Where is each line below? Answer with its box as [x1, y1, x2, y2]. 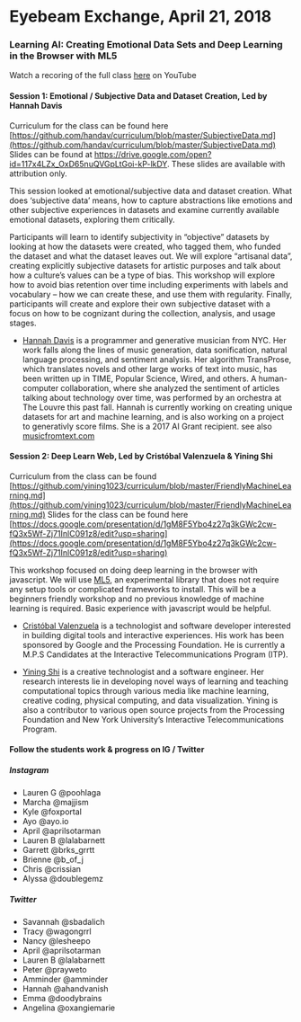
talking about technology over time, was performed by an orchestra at [22, 392, 282, 403]
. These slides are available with [166, 158, 286, 169]
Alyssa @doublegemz [22, 874, 103, 884]
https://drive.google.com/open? [93, 148, 212, 159]
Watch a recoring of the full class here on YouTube [9, 70, 197, 81]
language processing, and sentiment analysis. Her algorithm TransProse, [22, 353, 292, 365]
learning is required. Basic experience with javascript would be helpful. [9, 602, 272, 613]
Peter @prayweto [22, 964, 87, 975]
